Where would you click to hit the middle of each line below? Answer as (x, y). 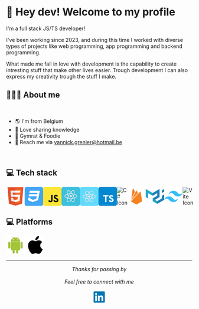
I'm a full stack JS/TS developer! (46, 28)
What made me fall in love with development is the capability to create (92, 64)
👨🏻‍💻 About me (33, 95)
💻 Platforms (30, 222)
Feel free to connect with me (99, 282)
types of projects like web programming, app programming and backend (94, 46)
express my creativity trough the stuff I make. (61, 76)
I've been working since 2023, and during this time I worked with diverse (95, 40)
